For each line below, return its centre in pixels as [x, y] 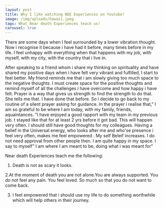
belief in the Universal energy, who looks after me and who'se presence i [79, 130]
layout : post [19, 10]
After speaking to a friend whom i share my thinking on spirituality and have [82, 68]
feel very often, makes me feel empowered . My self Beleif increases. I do [80, 136]
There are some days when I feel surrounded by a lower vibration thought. [81, 42]
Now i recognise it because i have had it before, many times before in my [80, 47]
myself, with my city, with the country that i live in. [56, 58]
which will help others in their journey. [51, 200]
